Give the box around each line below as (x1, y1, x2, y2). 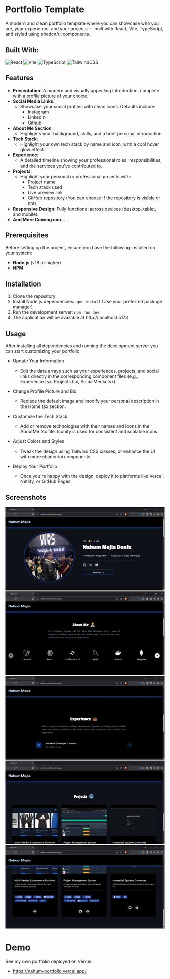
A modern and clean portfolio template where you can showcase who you (5, 20, 159, 26)
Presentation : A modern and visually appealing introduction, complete (12, 87, 160, 93)
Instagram (27, 109, 49, 115)
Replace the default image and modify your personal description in (20, 398, 159, 404)
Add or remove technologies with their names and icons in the (20, 423, 150, 429)
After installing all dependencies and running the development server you (5, 343, 158, 349)
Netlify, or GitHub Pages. (20, 478, 72, 484)
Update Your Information (12, 358, 64, 364)
